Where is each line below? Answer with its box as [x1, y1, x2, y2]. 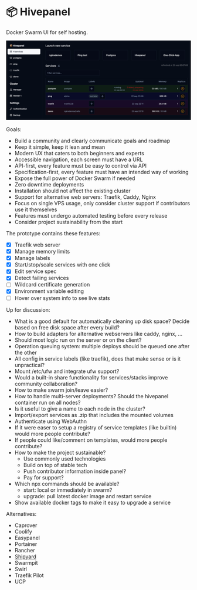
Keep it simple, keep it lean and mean [14, 144, 106, 151]
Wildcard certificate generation [14, 281, 90, 288]
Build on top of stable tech [23, 461, 87, 468]
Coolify [14, 528, 32, 535]
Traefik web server [14, 241, 60, 248]
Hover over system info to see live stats [14, 294, 110, 301]
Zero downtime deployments [14, 181, 84, 188]
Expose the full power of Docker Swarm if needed [14, 175, 135, 182]
